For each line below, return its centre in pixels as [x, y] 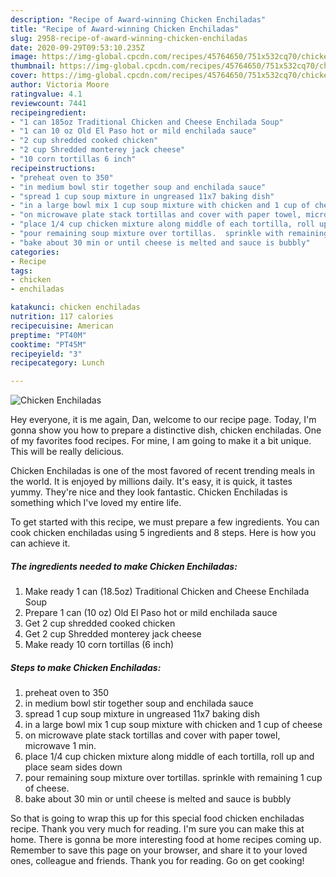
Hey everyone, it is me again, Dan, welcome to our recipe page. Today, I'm [163, 420]
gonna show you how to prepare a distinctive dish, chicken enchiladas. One [166, 430]
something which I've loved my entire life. [96, 503]
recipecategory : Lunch [57, 363]
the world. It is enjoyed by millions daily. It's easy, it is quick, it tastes [151, 482]
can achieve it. [40, 543]
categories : [35, 252]
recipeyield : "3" [46, 354]
